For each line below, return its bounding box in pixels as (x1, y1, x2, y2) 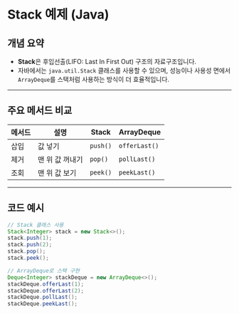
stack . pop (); (7, 248, 46, 255)
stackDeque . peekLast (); (7, 300, 78, 308)
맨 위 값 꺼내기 (38, 155, 83, 164)
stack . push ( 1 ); (7, 234, 53, 242)
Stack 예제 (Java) (7, 6, 110, 23)
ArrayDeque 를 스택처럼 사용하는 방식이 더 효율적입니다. (17, 75, 169, 83)
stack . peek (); (7, 254, 50, 261)
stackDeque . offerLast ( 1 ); (7, 281, 84, 288)
